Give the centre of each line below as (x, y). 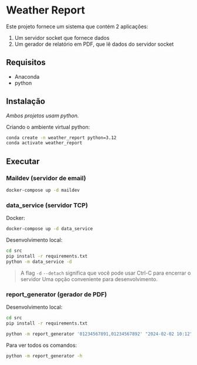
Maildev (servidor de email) (46, 178)
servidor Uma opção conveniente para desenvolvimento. (89, 279)
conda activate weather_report (44, 143)
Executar (23, 161)
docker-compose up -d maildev (43, 190)
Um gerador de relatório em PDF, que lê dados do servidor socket (94, 44)
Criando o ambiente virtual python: (48, 127)
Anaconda (27, 76)
